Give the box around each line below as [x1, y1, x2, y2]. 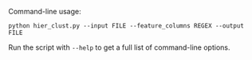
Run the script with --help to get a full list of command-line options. [8, 43, 230, 52]
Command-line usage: [8, 7, 81, 16]
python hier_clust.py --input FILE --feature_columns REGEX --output [8, 22, 245, 30]
